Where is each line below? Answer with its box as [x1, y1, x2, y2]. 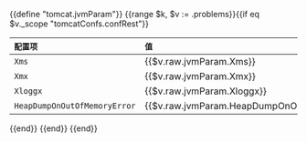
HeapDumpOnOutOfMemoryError [14, 101, 136, 111]
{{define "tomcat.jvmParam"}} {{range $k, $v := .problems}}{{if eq [9, 9, 260, 19]
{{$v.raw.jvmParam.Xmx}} [144, 70, 256, 82]
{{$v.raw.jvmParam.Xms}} [144, 56, 256, 67]
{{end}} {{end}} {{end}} [9, 123, 99, 134]
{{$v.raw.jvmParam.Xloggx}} [144, 85, 267, 97]
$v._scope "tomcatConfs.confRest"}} [9, 18, 149, 29]
